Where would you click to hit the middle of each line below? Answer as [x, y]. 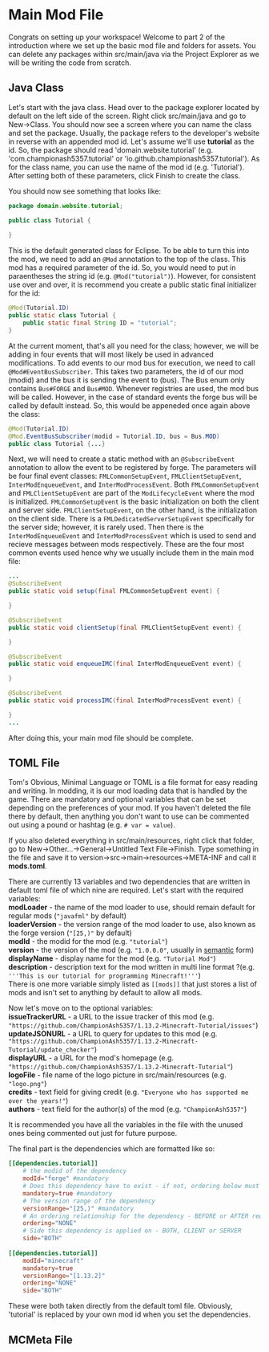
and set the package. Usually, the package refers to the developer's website [134, 133]
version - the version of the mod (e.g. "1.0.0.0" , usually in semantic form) [131, 950]
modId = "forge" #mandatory [66, 1178]
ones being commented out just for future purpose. [93, 1133]
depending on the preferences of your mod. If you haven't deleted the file [130, 808]
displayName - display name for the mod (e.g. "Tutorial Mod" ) [112, 958]
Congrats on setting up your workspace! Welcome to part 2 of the [117, 37]
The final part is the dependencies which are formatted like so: [112, 1149]
